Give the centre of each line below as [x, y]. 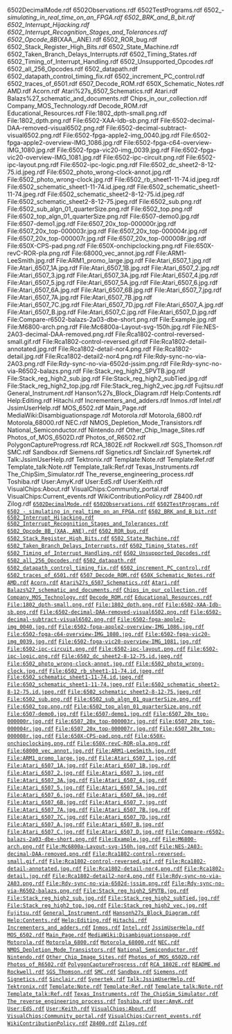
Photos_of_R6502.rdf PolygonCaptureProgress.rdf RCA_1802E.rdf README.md [114, 965]
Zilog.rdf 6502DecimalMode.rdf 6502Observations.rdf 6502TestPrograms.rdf [113, 503]
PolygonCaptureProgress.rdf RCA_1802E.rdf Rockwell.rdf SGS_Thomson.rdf [115, 445]
